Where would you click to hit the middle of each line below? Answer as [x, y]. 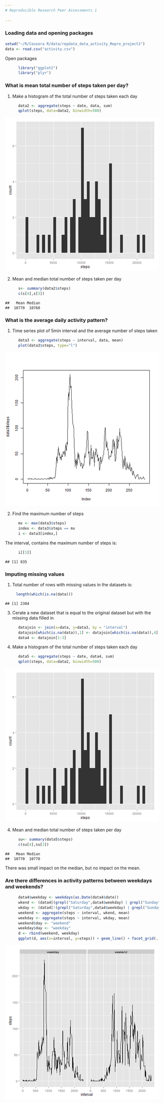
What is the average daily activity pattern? [57, 321]
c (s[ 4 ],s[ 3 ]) [31, 294]
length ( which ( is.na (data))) [44, 594]
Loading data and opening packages [49, 33]
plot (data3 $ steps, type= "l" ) [48, 346]
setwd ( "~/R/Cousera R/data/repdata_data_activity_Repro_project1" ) [75, 44]
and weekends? [24, 886]
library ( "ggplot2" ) [38, 68]
